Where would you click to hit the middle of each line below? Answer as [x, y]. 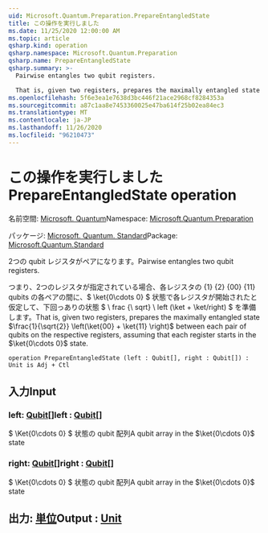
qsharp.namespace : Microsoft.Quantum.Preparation [93, 53]
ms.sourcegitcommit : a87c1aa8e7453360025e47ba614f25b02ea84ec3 [116, 105]
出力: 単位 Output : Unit [65, 519]
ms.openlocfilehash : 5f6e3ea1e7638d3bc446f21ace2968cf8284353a [116, 97]
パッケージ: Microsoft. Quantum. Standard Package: [93, 235]
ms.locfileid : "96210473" [51, 135]
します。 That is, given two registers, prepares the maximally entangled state [134, 317]
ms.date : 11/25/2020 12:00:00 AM [64, 31]
